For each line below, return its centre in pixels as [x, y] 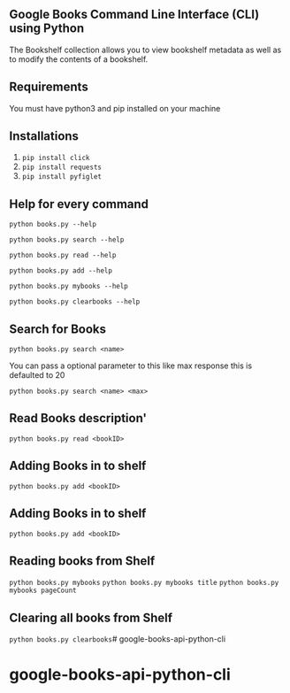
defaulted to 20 [37, 375]
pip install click [56, 158]
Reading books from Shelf [82, 561]
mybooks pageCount [43, 591]
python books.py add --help [61, 271]
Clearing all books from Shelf [91, 617]
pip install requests [61, 167]
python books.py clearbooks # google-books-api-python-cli [118, 639]
